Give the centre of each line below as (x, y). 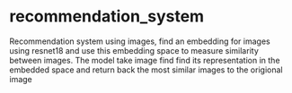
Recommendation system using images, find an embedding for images (140, 41)
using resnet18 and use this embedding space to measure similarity (134, 50)
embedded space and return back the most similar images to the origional (146, 70)
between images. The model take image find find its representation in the (145, 60)
